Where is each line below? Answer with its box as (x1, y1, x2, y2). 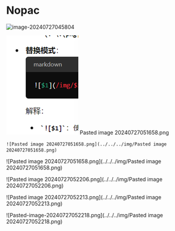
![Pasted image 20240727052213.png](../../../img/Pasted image (6, 193, 162, 200)
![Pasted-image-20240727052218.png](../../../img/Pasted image (6, 211, 163, 218)
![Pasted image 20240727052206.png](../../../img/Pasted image (6, 175, 163, 183)
